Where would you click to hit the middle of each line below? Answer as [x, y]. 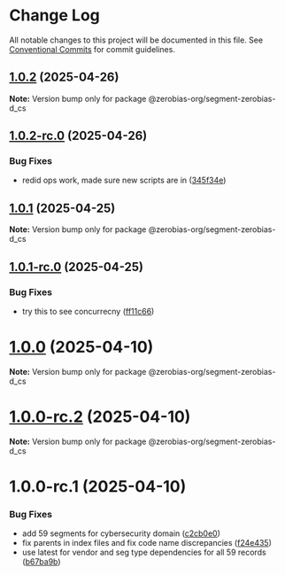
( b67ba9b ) [41, 562]
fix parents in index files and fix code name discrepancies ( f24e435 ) [147, 543]
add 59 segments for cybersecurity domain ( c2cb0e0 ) [121, 533]
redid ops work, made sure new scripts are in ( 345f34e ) [124, 180]
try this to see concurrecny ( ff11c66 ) [88, 311]
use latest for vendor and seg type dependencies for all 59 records [144, 552]
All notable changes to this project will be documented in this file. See [136, 40]
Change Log [54, 16]
